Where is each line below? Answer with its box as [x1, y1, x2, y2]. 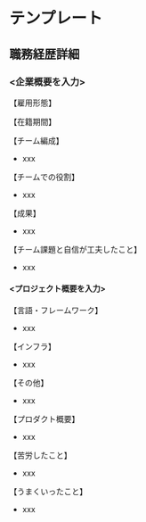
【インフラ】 [9, 341, 56, 352]
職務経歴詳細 [9, 46, 80, 62]
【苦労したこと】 [9, 450, 72, 460]
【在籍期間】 [9, 116, 56, 127]
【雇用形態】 [9, 97, 56, 108]
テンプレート [9, 8, 103, 29]
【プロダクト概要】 [9, 414, 80, 425]
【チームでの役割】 [9, 171, 80, 182]
